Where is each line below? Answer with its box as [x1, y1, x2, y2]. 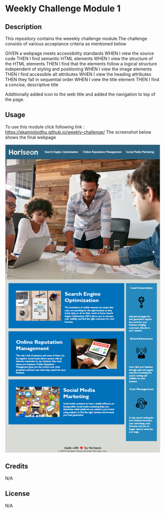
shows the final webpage [5, 134, 56, 140]
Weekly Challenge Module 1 [5, 3, 121, 14]
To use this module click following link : [5, 124, 85, 129]
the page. [5, 96, 25, 102]
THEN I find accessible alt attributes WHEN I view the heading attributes [5, 71, 152, 77]
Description [5, 23, 42, 31]
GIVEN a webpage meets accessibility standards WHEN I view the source [5, 50, 154, 56]
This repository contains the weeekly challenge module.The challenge [5, 35, 148, 41]
